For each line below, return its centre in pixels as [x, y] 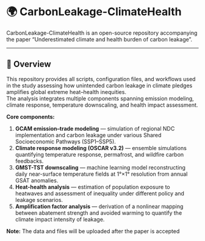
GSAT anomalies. [37, 180]
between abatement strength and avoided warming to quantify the [99, 213]
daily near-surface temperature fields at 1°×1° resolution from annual [101, 174]
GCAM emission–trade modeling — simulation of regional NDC [95, 128]
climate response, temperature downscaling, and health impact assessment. [102, 105]
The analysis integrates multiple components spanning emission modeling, [100, 98]
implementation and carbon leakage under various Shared [88, 135]
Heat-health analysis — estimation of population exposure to [92, 187]
